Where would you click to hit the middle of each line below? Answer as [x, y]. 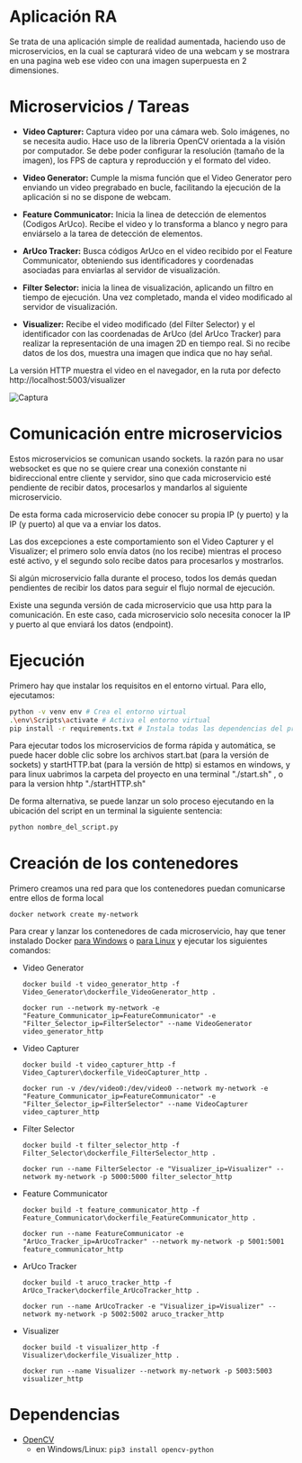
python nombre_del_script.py [64, 827]
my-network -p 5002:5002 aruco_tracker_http [140, 1314]
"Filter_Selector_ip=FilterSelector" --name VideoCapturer [135, 1104]
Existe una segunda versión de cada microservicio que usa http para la [141, 604]
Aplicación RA [63, 17]
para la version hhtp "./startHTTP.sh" [78, 784]
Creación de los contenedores [124, 863]
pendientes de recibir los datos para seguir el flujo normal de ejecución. [142, 587]
